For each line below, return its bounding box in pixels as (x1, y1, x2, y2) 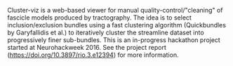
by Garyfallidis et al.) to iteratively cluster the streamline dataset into (7, 28, 205, 37)
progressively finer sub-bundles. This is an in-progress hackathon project (7, 36, 221, 44)
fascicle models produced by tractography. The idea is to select (7, 13, 192, 22)
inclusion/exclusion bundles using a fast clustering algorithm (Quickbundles (7, 21, 227, 29)
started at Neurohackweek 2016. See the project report (7, 44, 167, 51)
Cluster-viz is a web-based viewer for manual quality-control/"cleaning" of (7, 6, 223, 14)
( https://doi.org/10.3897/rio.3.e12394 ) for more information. (7, 51, 179, 59)
